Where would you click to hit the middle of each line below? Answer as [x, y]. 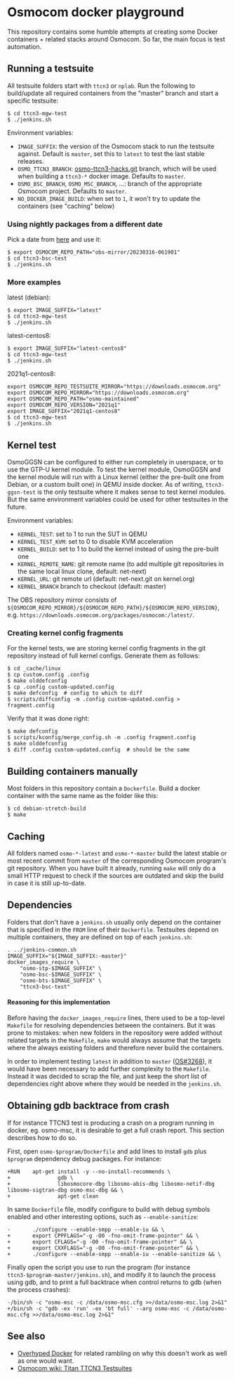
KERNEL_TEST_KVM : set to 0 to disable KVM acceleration [95, 542]
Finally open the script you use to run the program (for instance [99, 1267]
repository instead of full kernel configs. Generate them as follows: [103, 656]
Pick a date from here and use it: [54, 240]
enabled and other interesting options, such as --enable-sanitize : [103, 1217]
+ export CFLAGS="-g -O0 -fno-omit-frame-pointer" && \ [100, 1242]
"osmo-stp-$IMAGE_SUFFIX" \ [61, 968]
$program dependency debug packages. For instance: [85, 1158]
